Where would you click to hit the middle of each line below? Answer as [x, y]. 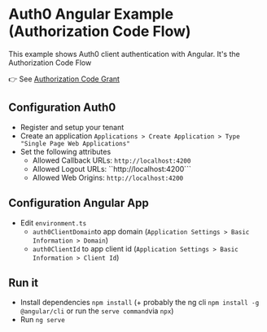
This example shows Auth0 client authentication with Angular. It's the [124, 54]
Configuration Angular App [79, 203]
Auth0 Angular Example [91, 14]
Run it [24, 283]
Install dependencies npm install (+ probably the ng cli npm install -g [140, 303]
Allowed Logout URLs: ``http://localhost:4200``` [112, 168]
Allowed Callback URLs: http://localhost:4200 [112, 160]
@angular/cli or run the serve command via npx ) [97, 311]
